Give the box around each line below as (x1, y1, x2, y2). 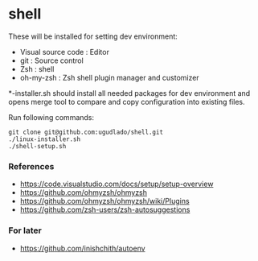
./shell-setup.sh (8, 142, 67, 150)
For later (8, 225, 42, 236)
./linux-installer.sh (8, 135, 81, 143)
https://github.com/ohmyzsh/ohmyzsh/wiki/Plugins (19, 197, 190, 206)
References (8, 160, 55, 172)
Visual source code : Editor (19, 47, 110, 56)
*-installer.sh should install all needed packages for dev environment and (8, 88, 251, 97)
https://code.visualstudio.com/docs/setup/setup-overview (19, 179, 214, 189)
